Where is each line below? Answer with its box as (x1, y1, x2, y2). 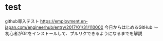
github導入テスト (5, 18, 39, 24)
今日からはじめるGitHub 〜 (104, 24, 158, 30)
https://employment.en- (40, 18, 88, 24)
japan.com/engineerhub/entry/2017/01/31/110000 (5, 24, 104, 30)
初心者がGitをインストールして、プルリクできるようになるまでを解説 (5, 30, 143, 36)
